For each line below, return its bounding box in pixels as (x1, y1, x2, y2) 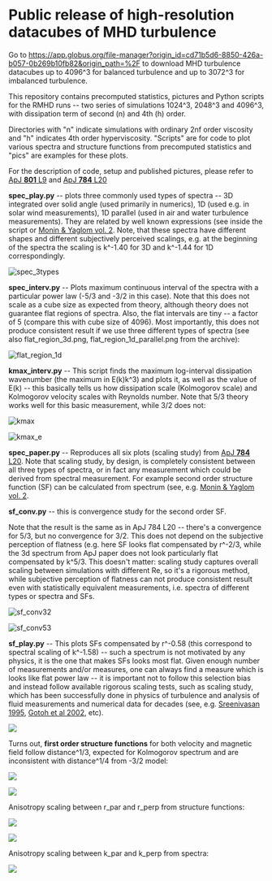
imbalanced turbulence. (8, 76, 88, 85)
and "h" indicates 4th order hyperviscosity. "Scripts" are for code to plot (8, 132, 251, 143)
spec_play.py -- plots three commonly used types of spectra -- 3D (8, 190, 234, 200)
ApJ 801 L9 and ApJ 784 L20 (8, 175, 107, 184)
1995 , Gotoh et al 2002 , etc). (8, 707, 104, 717)
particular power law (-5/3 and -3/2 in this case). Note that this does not (8, 291, 250, 301)
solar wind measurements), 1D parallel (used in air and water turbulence (8, 207, 249, 217)
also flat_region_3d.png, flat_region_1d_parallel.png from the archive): (8, 334, 240, 344)
